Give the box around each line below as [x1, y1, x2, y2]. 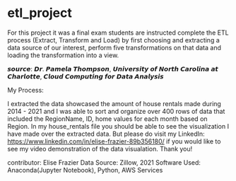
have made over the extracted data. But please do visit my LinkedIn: [7, 129, 205, 138]
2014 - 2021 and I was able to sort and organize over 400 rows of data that [7, 107, 225, 115]
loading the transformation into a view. [7, 51, 119, 59]
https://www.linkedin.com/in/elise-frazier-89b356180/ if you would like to [7, 136, 221, 146]
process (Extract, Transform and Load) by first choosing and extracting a [7, 35, 220, 44]
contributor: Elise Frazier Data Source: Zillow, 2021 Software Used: [7, 158, 201, 167]
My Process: [7, 86, 44, 94]
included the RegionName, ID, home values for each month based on [7, 115, 208, 123]
